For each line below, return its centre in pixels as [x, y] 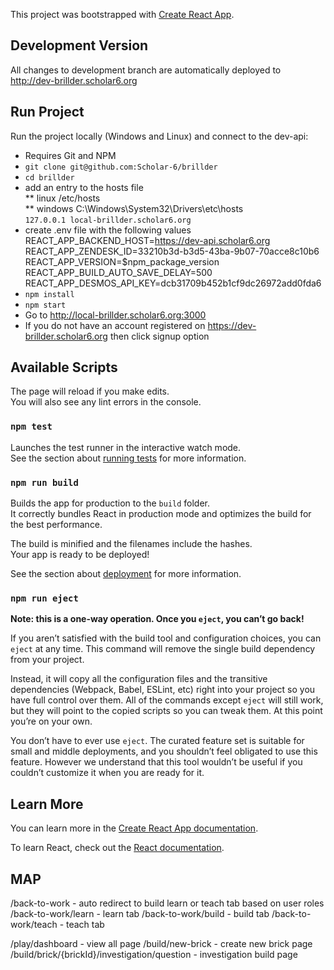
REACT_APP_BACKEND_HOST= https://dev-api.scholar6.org [147, 240]
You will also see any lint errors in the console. [106, 402]
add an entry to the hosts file [84, 187]
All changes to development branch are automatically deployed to [146, 70]
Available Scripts [64, 367]
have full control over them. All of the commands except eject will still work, [167, 700]
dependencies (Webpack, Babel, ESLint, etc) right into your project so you [163, 690]
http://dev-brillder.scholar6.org [74, 80]
